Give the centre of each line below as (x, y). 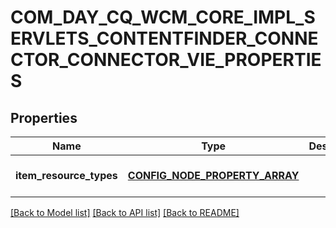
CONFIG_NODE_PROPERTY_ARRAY (213, 175)
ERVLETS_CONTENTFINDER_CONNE (164, 38)
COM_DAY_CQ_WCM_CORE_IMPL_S (163, 17)
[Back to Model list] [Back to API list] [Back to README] (125, 212)
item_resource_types (66, 175)
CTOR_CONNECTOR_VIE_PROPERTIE (166, 60)
